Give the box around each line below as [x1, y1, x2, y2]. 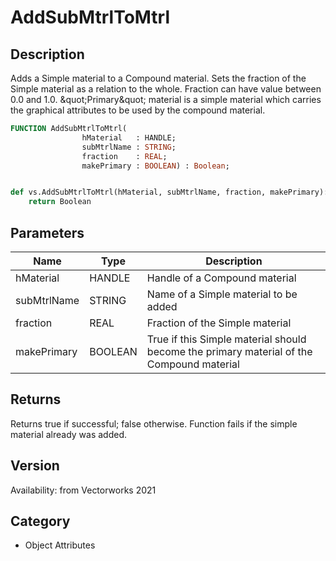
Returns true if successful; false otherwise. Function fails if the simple [10, 417, 298, 430]
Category [10, 512, 71, 530]
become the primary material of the [146, 344, 313, 358]
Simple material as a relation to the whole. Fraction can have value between [10, 83, 322, 95]
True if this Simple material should [146, 332, 307, 346]
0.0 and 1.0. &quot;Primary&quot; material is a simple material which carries [10, 94, 322, 105]
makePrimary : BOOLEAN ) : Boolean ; [81, 161, 230, 171]
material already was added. [10, 428, 128, 440]
